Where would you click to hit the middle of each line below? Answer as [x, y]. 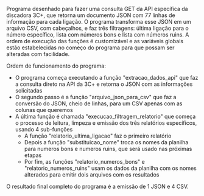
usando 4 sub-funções [44, 129]
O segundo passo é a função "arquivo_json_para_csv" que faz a [96, 97]
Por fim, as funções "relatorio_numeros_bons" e [84, 162]
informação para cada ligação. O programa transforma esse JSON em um [99, 22]
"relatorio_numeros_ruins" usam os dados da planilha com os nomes [110, 168]
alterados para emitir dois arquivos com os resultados [92, 175]
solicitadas [29, 90]
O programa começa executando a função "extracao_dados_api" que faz [107, 78]
